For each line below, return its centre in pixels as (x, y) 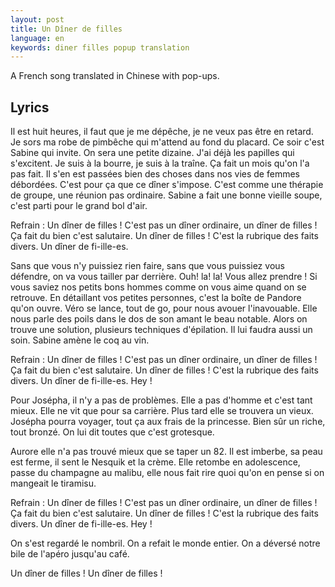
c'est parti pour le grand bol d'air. (79, 206)
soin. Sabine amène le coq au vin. (80, 340)
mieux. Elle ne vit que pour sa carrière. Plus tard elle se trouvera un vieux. (162, 411)
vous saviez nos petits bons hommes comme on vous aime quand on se (158, 287)
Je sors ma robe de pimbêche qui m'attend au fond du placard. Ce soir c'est (167, 142)
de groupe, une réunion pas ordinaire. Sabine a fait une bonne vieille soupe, (166, 195)
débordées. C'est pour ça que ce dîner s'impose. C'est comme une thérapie (167, 185)
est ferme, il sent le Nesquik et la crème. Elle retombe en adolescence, (155, 462)
